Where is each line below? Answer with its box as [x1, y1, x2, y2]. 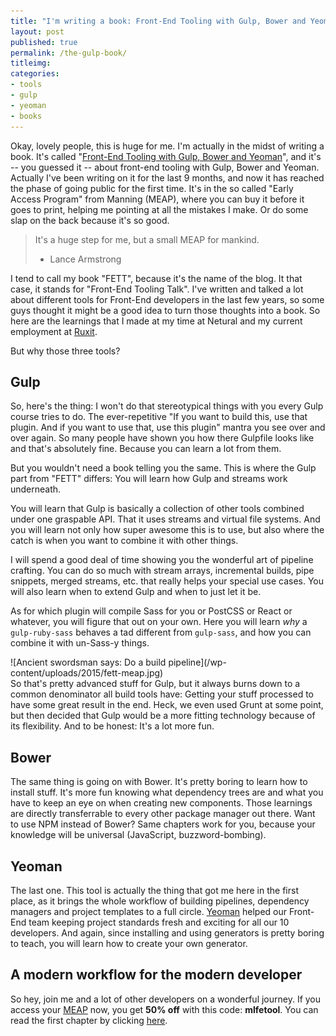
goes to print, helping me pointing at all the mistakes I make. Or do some [10, 203, 309, 215]
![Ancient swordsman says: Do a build [10, 656, 167, 669]
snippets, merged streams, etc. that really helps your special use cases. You [10, 575, 325, 587]
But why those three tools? [10, 345, 121, 357]
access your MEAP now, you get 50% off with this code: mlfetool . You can [10, 1003, 319, 1015]
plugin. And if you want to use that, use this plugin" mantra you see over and [10, 421, 326, 434]
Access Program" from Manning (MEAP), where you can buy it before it [10, 193, 305, 205]
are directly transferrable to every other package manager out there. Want [10, 808, 316, 820]
